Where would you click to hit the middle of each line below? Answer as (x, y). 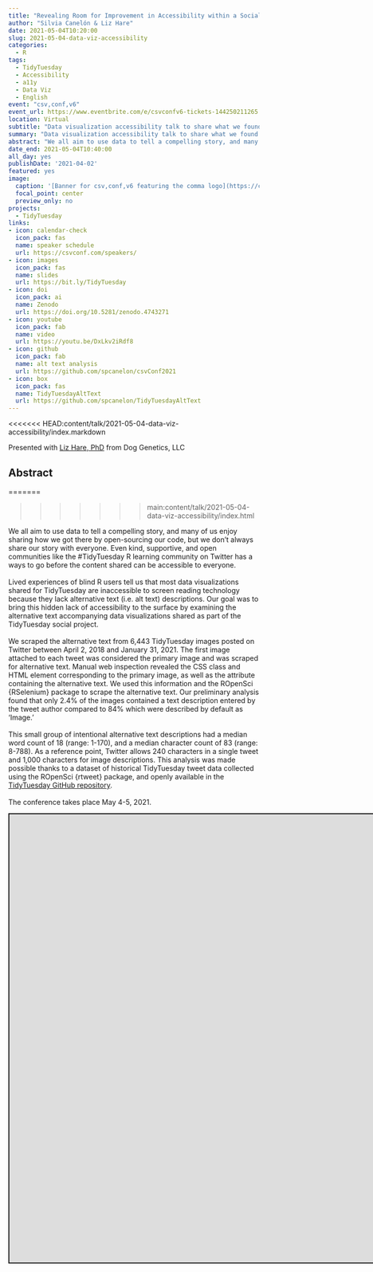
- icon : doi (28, 290)
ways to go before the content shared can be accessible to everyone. (122, 565)
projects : (25, 208)
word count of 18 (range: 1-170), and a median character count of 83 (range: (133, 743)
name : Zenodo (37, 304)
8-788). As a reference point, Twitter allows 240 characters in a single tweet (133, 751)
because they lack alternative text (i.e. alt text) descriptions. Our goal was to (133, 599)
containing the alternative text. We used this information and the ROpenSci (131, 683)
